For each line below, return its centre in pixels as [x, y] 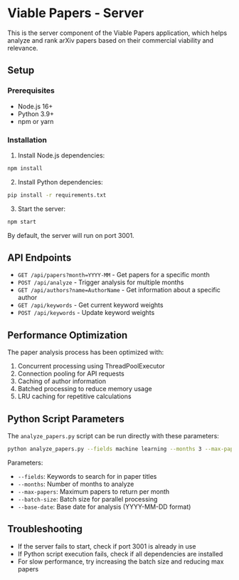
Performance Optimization [68, 335]
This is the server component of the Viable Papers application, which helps [117, 33]
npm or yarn [36, 121]
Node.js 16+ [35, 106]
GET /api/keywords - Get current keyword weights [90, 305]
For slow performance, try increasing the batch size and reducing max [121, 561]
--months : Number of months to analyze [76, 484]
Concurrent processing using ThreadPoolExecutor [91, 366]
